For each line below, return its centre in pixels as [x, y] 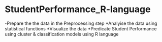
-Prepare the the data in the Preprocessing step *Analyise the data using [81, 23]
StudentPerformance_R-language [78, 9]
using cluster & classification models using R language [62, 34]
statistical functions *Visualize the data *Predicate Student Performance [81, 28]
